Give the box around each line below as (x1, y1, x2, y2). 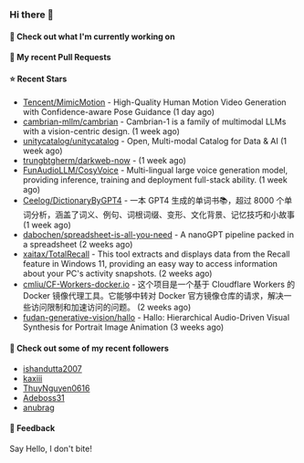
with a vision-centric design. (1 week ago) (22, 126, 181, 137)
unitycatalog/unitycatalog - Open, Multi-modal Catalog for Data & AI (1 (22, 136, 288, 147)
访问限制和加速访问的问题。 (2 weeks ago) (30, 301, 192, 313)
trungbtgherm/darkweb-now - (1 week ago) (22, 155, 187, 166)
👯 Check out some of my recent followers (9, 342, 169, 353)
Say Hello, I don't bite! (9, 443, 93, 454)
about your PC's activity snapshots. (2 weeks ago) (22, 268, 213, 279)
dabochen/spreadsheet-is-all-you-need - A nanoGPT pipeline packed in (22, 229, 295, 240)
